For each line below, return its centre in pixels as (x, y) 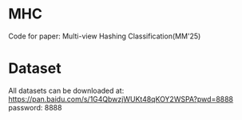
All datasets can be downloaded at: (66, 90)
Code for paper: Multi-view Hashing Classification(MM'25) (105, 36)
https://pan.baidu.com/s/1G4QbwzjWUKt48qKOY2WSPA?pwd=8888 (121, 99)
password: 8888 (35, 107)
